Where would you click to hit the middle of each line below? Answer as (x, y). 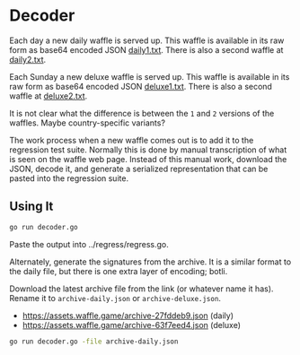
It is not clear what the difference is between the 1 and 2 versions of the (142, 113)
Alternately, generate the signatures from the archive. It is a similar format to (150, 262)
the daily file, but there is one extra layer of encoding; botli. (119, 271)
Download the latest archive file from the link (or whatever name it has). (141, 289)
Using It (31, 207)
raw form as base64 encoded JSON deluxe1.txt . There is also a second (141, 86)
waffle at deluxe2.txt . (49, 96)
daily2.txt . (28, 59)
